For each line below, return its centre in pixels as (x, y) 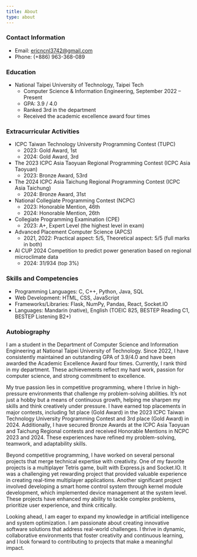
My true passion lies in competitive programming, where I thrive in (86, 387)
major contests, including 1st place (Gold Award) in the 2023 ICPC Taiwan (95, 412)
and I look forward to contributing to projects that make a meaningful (89, 541)
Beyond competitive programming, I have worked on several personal (90, 455)
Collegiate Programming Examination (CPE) (67, 219)
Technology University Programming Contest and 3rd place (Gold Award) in (98, 418)
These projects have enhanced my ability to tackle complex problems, (91, 499)
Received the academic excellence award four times (87, 116)
